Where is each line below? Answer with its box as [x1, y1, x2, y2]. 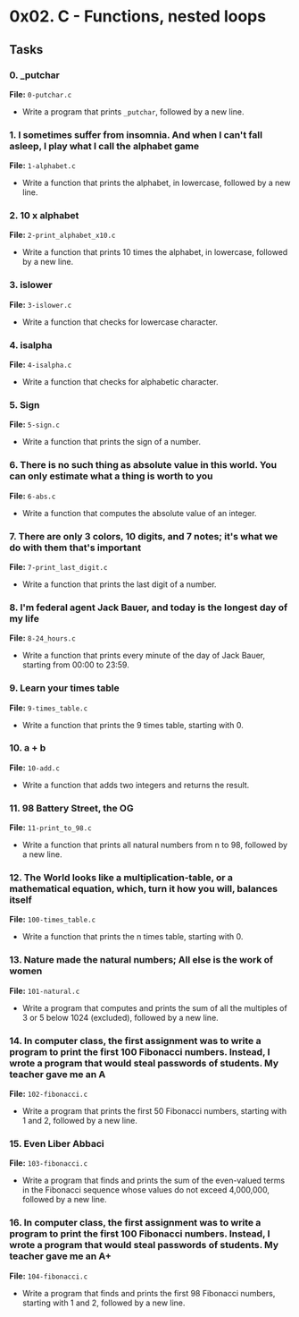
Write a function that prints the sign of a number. [21, 437, 202, 447]
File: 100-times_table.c [9, 914, 96, 925]
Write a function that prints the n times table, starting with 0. [21, 931, 244, 942]
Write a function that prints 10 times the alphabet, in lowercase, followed [21, 247, 288, 258]
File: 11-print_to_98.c [9, 822, 92, 833]
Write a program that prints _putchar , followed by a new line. [21, 106, 245, 117]
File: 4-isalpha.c [9, 360, 72, 370]
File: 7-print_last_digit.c [9, 561, 108, 572]
